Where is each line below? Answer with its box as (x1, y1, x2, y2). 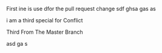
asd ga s (6, 40, 28, 47)
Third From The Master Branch (6, 28, 83, 36)
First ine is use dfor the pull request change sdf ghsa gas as (6, 5, 156, 12)
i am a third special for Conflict (6, 17, 83, 23)
